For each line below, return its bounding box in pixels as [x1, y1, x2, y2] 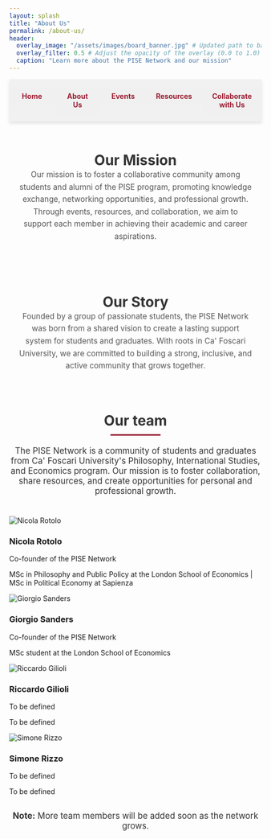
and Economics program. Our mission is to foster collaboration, [10, 466, 261, 477]
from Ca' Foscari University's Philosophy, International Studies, [10, 455, 261, 467]
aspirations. [114, 231, 157, 242]
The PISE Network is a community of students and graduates [14, 446, 257, 457]
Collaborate [212, 91, 253, 101]
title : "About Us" [9, 19, 71, 27]
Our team [103, 412, 168, 430]
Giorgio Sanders [9, 614, 74, 625]
